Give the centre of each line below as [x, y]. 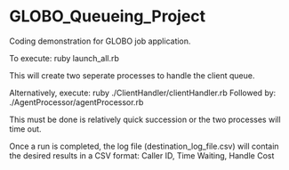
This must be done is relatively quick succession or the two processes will [145, 119]
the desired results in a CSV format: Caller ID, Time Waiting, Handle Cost [142, 155]
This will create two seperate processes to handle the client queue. [132, 75]
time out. [25, 129]
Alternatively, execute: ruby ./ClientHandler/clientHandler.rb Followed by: [143, 93]
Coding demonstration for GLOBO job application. [100, 41]
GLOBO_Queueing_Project [108, 16]
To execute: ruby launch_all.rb [64, 58]
